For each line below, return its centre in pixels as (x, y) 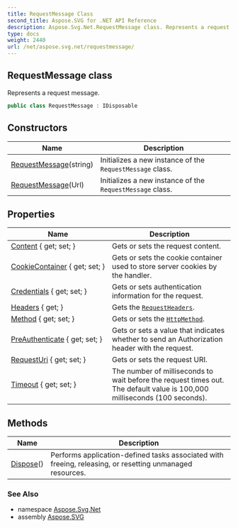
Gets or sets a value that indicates (169, 331)
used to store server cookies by (165, 267)
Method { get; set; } (43, 319)
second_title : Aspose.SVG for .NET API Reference (82, 21)
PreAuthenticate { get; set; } (57, 339)
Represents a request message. (54, 92)
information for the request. (158, 296)
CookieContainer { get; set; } (58, 267)
